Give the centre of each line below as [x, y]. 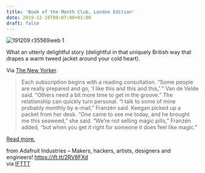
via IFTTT [18, 164]
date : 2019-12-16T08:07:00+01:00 [49, 18]
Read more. [21, 139]
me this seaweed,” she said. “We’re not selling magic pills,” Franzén [106, 121]
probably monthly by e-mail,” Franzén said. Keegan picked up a [101, 108]
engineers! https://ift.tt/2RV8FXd [47, 157]
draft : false [23, 23]
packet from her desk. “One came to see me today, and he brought [106, 114]
